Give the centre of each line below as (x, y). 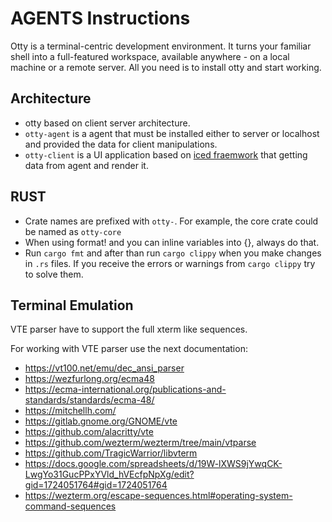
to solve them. (54, 274)
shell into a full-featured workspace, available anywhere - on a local (150, 56)
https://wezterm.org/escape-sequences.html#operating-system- (158, 496)
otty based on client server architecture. (107, 123)
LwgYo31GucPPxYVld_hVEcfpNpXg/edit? (109, 474)
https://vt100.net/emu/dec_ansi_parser (104, 368)
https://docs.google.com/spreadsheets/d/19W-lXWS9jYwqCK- (153, 464)
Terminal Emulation (72, 305)
